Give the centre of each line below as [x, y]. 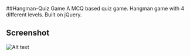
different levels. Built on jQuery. [44, 15]
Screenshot [28, 33]
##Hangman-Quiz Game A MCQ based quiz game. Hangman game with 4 [95, 8]
